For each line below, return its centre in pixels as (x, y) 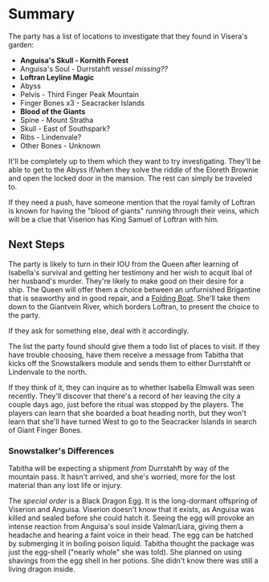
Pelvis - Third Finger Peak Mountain (79, 94)
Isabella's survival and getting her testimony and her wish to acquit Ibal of (130, 272)
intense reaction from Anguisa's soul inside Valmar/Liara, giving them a (126, 527)
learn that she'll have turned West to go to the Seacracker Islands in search (132, 421)
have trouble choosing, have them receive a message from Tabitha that (126, 355)
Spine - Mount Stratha (57, 120)
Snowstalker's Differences (61, 450)
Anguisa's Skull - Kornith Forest (74, 60)
